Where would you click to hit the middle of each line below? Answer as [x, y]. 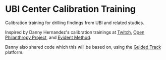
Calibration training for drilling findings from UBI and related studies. [75, 23]
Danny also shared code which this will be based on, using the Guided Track [83, 47]
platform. [14, 52]
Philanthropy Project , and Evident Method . [48, 37]
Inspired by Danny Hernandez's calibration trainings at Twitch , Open [75, 32]
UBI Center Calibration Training [71, 9]
